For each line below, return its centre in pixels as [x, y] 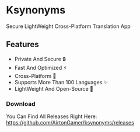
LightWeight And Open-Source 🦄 [54, 88]
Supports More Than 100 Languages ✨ [61, 82]
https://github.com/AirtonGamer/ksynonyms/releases [70, 123]
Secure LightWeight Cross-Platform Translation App [69, 26]
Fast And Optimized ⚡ [41, 67]
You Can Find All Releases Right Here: [52, 116]
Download [21, 104]
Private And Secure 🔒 [40, 59]
